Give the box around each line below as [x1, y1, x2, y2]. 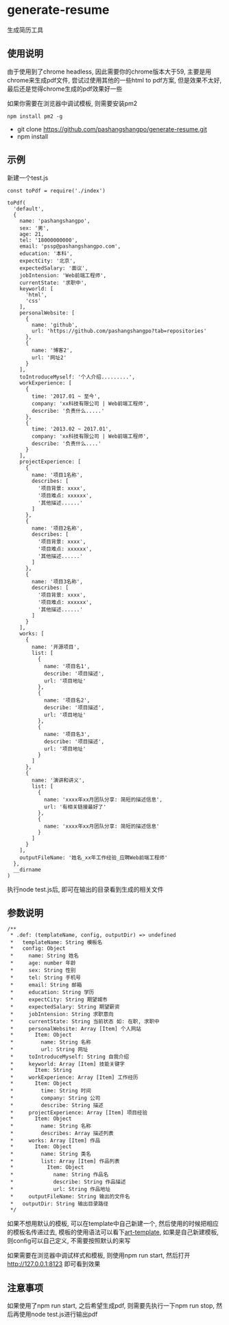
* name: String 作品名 [10, 1172, 109, 1178]
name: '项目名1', [43, 662, 91, 669]
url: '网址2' [32, 354, 67, 361]
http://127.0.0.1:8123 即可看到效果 [7, 1260, 101, 1268]
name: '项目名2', [43, 697, 91, 704]
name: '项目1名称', [32, 471, 84, 478]
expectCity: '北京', [19, 257, 76, 264]
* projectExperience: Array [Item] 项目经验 [10, 1110, 147, 1117]
